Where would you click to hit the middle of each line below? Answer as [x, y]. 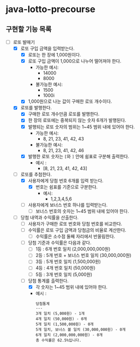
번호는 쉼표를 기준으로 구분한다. [66, 187]
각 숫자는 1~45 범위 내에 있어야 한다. [72, 287]
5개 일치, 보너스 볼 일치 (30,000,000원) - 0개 [81, 329]
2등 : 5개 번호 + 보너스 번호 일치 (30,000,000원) [83, 255]
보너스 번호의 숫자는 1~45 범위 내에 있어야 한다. [82, 211]
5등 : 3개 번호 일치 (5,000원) [64, 274]
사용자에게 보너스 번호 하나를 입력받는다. [68, 204]
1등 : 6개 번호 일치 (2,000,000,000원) [73, 249]
